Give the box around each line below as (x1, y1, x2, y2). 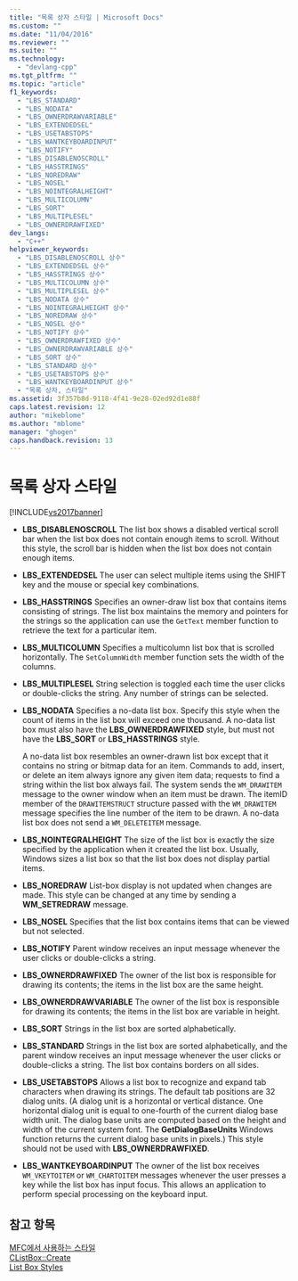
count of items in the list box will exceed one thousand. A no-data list (21, 715, 276, 726)
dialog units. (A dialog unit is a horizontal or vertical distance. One (21, 1096, 264, 1106)
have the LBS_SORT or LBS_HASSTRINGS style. (21, 734, 200, 744)
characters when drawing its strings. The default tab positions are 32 (21, 1087, 276, 1097)
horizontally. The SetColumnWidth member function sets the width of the (21, 652, 285, 662)
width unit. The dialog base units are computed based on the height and (21, 1115, 286, 1126)
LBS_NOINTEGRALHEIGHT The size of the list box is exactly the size (21, 834, 275, 845)
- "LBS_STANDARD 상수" (17, 361, 98, 370)
